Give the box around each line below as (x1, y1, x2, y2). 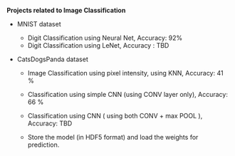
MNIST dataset (16, 20, 61, 28)
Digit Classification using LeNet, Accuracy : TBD (27, 41, 169, 49)
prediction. (27, 140, 60, 149)
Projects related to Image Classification (6, 6, 126, 14)
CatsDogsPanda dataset (16, 55, 88, 63)
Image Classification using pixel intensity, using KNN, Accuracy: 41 (27, 69, 224, 77)
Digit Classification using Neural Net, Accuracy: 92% (27, 33, 183, 42)
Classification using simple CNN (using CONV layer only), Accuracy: (27, 90, 229, 98)
